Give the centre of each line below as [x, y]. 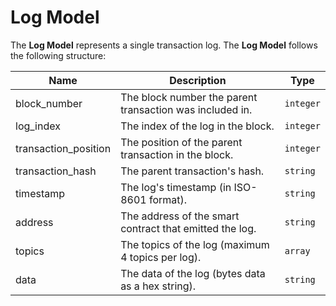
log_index [38, 126]
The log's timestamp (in [176, 187]
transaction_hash [56, 171]
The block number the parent [189, 97]
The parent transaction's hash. [192, 171]
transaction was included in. [186, 109]
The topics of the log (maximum [195, 244]
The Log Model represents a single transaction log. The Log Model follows [164, 45]
